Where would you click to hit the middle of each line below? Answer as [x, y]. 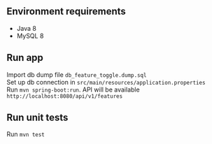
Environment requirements [66, 12]
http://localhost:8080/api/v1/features [65, 96]
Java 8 [26, 28]
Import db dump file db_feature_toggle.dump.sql [77, 74]
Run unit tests [37, 118]
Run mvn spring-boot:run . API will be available [73, 89]
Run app [25, 58]
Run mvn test [26, 134]
